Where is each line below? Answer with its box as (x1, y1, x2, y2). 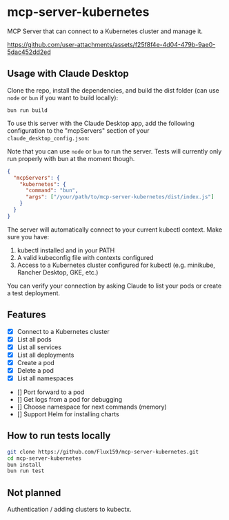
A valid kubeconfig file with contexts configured (17, 253, 154, 261)
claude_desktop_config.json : (7, 133, 90, 142)
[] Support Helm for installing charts (17, 410, 119, 418)
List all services (17, 343, 62, 351)
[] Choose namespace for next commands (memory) (17, 402, 167, 411)
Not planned (7, 487, 61, 499)
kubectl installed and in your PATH (17, 246, 115, 254)
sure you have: (7, 232, 50, 241)
